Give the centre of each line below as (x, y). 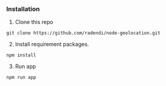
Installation (23, 9)
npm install (21, 55)
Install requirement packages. (52, 45)
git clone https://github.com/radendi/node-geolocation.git (84, 33)
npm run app (21, 78)
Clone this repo (34, 22)
